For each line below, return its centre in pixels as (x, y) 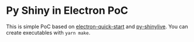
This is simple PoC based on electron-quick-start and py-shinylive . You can (97, 26)
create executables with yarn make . (48, 32)
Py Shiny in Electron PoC (67, 11)
